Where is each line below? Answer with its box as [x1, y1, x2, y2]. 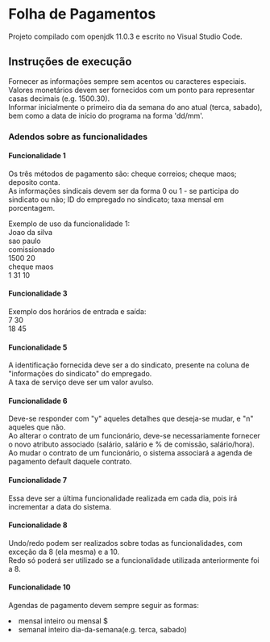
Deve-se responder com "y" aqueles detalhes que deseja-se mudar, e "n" [8, 413, 254, 424]
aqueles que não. [8, 422, 66, 432]
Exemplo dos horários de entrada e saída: [8, 307, 147, 317]
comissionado [8, 244, 55, 254]
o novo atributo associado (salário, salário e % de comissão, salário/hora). [8, 439, 255, 449]
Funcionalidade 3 [8, 288, 68, 299]
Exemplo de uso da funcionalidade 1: [8, 219, 131, 229]
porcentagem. [8, 203, 55, 212]
